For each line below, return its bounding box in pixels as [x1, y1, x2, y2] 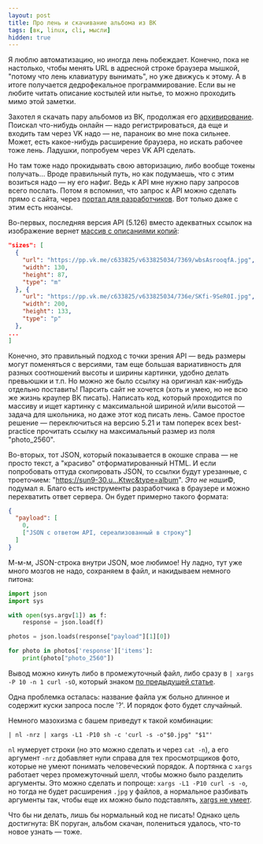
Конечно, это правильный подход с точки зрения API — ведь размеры [8, 351, 246, 361]
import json [8, 590, 47, 598]
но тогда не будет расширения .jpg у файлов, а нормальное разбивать [8, 787, 248, 796]
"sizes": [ [8, 242, 44, 250]
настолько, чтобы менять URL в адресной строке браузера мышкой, [8, 64, 240, 73]
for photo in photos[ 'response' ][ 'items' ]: [8, 647, 154, 655]
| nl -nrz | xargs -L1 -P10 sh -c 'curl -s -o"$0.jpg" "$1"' [8, 731, 213, 738]
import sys [8, 597, 44, 605]
